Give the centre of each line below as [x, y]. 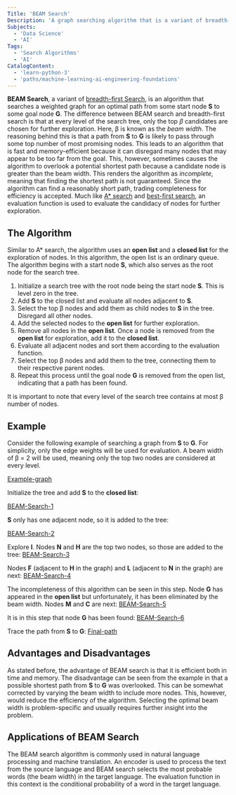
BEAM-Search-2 [31, 533]
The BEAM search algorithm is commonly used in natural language [104, 754]
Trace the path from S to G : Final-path [63, 631]
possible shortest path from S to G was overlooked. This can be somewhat [115, 685]
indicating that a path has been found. [72, 383]
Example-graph [30, 479]
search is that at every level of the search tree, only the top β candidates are [118, 121]
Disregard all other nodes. [55, 316]
